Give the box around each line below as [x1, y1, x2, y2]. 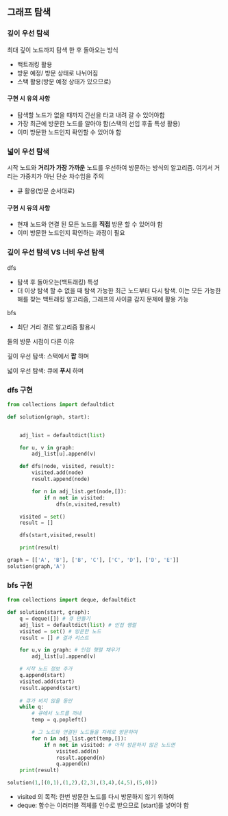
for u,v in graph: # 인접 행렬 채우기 [19, 647, 120, 654]
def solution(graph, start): [7, 413, 90, 420]
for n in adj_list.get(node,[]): [31, 488, 127, 495]
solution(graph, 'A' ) [7, 562, 66, 570]
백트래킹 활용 [16, 60, 53, 69]
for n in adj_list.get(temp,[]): [31, 735, 127, 742]
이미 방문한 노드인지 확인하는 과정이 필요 [16, 229, 125, 237]
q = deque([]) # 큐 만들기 [19, 615, 91, 622]
